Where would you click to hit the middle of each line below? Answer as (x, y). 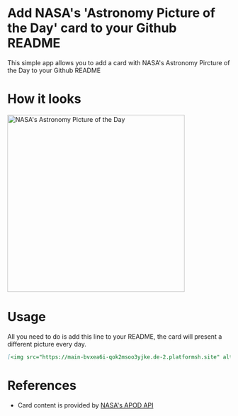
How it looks (44, 99)
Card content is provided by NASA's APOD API (85, 405)
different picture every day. (47, 344)
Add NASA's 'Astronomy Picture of (112, 13)
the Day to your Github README (54, 70)
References (42, 385)
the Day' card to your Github (92, 28)
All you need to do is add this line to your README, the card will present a (115, 336)
